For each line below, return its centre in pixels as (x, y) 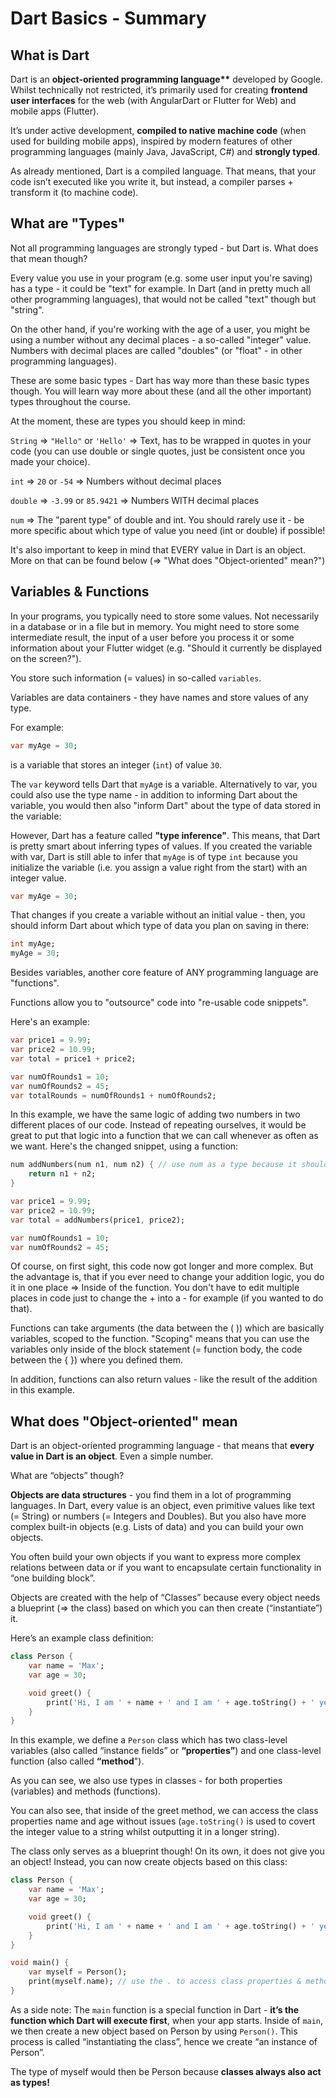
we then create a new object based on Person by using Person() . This (154, 2031)
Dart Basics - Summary (108, 18)
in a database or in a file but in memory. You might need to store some (155, 626)
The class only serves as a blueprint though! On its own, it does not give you (167, 1851)
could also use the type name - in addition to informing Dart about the (154, 794)
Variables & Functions (80, 592)
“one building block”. (53, 1578)
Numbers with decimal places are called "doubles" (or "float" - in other (156, 350)
